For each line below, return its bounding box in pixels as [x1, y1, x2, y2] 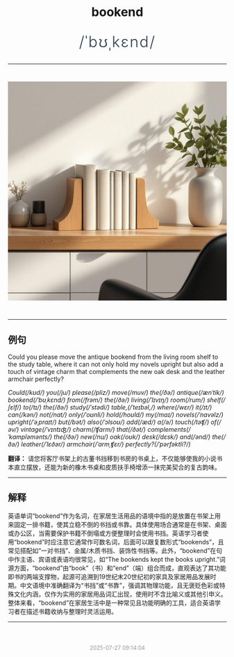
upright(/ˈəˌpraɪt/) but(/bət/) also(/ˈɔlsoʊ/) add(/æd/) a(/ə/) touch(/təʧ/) [8, 418, 210, 426]
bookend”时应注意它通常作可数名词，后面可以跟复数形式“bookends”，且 [17, 537, 224, 546]
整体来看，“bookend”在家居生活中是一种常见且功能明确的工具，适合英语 [8, 599, 215, 607]
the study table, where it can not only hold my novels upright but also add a [8, 360, 224, 368]
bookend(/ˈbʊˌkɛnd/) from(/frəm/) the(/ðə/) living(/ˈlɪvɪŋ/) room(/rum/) [8, 396, 206, 404]
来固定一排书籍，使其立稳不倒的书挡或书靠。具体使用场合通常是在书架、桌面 [8, 520, 227, 528]
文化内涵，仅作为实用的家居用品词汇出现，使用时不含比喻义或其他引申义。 [13, 590, 227, 598]
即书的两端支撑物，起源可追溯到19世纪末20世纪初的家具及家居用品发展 [8, 572, 210, 581]
